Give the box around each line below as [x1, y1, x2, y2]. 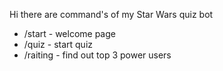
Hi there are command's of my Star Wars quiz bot [9, 9, 214, 20]
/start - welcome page [23, 28, 116, 39]
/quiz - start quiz [23, 39, 94, 50]
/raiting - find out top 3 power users [23, 49, 172, 61]
